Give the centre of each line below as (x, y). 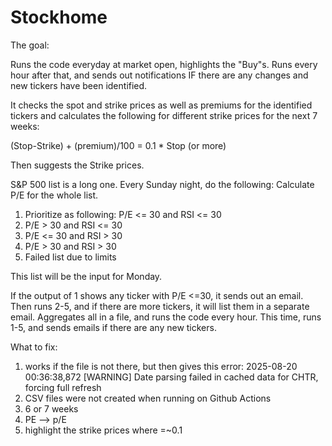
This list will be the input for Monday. (86, 276)
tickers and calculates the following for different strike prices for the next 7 (164, 115)
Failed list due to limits (70, 257)
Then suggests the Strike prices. (77, 165)
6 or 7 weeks (51, 408)
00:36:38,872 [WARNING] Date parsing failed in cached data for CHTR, (171, 377)
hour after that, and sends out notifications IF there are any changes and (159, 75)
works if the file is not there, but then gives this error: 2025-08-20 (161, 366)
